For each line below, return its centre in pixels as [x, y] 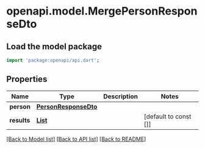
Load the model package [54, 46]
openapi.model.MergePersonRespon [102, 11]
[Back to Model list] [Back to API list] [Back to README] [76, 139]
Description [121, 96]
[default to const [167, 116]
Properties [27, 79]
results [20, 120]
